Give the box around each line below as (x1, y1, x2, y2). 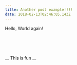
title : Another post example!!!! (5, 7, 73, 12)
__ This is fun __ (5, 55, 37, 61)
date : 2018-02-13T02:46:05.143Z (5, 12, 71, 17)
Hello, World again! (5, 25, 43, 31)
